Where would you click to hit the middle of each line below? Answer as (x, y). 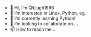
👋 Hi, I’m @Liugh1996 (32, 8)
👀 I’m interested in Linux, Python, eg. (48, 13)
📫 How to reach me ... (33, 29)
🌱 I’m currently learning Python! (43, 18)
